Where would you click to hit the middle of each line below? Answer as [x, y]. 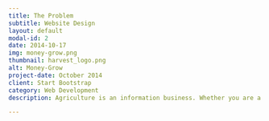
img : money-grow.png [43, 53]
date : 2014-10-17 [37, 46]
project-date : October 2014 [56, 75]
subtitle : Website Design [52, 23]
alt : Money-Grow [35, 68]
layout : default [35, 30]
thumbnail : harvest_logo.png [57, 61]
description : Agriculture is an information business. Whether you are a [135, 98]
